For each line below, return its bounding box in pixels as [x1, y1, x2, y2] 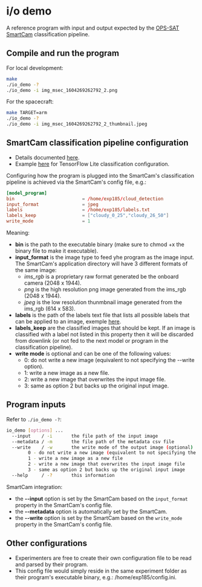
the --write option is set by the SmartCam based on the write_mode [15, 514, 183, 521]
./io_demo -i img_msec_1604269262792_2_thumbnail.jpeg [6, 121, 148, 128]
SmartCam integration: [6, 483, 63, 490]
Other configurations [6, 538, 88, 548]
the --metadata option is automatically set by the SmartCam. [15, 508, 168, 515]
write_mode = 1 [6, 218, 91, 224]
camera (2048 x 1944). [24, 279, 82, 287]
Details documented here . [15, 154, 80, 161]
